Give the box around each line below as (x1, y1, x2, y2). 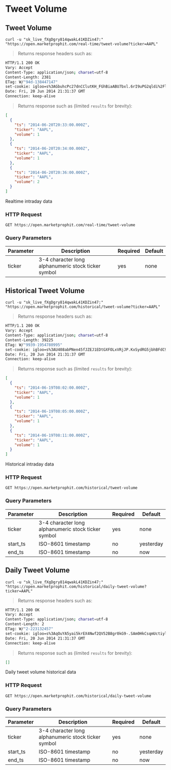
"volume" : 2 (14, 180, 40, 185)
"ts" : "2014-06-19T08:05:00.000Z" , (14, 409, 90, 414)
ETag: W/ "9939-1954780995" (5, 342, 63, 347)
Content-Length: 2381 (5, 75, 51, 80)
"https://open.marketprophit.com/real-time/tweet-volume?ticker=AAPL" (5, 41, 158, 47)
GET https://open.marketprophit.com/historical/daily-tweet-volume (5, 693, 152, 698)
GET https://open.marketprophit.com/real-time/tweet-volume (5, 223, 136, 228)
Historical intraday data (5, 461, 54, 467)
